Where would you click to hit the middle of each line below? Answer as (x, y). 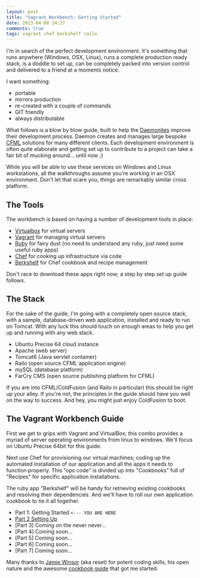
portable (25, 93)
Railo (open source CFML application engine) (70, 363)
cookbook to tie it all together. (43, 501)
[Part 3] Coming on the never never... (60, 525)
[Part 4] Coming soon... (44, 531)
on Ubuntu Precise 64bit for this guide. (54, 446)
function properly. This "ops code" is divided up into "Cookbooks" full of (96, 470)
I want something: (28, 82)
